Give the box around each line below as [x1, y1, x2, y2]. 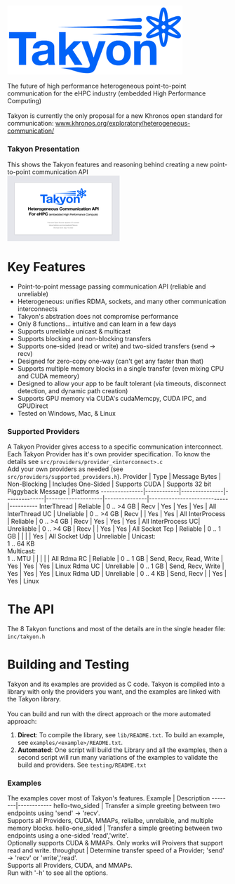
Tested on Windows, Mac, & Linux [17, 409, 116, 417]
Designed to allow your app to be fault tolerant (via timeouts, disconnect [17, 379, 227, 388]
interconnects [17, 304, 58, 313]
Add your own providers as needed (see [7, 465, 124, 473]
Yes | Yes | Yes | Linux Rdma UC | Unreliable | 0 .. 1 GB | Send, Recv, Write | [7, 562, 224, 570]
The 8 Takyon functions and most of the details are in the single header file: [7, 624, 226, 633]
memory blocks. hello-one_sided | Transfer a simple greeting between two [7, 824, 223, 833]
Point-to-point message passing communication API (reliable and [17, 282, 206, 291]
